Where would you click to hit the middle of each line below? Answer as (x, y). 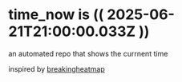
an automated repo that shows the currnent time (88, 53)
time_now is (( (56, 15)
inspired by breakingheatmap (57, 68)
